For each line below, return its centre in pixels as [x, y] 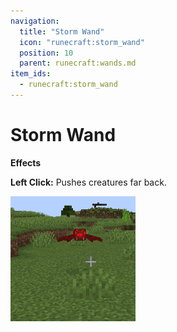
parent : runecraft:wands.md [78, 63]
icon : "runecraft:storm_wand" [82, 42]
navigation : [35, 21]
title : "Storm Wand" [62, 31]
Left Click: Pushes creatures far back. [88, 182]
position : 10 [46, 53]
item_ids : [31, 74]
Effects [26, 162]
